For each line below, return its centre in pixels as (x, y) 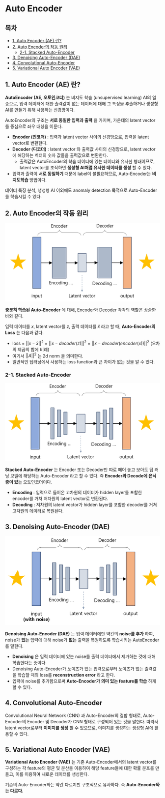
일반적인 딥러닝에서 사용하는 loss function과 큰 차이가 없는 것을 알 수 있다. (83, 362)
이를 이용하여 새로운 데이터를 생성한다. (52, 774)
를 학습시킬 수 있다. (23, 196)
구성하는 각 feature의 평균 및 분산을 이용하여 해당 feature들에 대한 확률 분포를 (80, 768)
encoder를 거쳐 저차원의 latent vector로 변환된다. (60, 499)
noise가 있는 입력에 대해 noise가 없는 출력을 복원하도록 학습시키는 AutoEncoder (82, 640)
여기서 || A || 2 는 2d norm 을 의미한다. (48, 355)
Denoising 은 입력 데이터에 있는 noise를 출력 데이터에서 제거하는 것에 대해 (84, 656)
